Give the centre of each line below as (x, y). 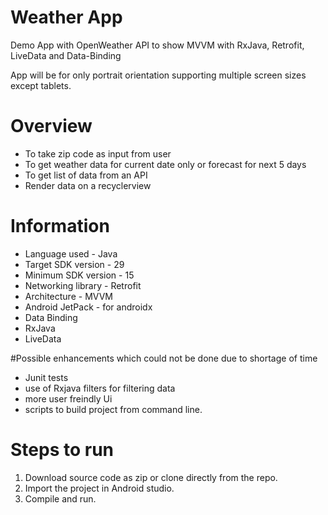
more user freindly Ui (68, 398)
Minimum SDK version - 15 (79, 275)
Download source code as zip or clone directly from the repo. (151, 477)
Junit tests (46, 377)
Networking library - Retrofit (83, 285)
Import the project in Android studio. (99, 488)
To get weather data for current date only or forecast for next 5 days (165, 164)
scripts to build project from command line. (113, 409)
